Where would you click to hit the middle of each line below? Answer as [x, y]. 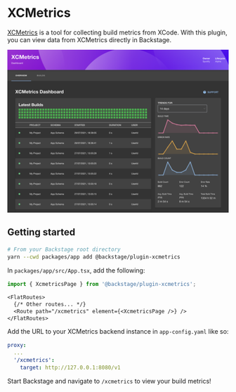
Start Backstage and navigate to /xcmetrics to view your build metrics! [110, 381]
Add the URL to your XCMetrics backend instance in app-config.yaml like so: [118, 332]
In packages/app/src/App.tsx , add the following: [76, 270]
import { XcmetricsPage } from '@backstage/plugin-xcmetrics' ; [102, 284]
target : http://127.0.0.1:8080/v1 [70, 368]
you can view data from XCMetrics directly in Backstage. [90, 39]
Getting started [41, 232]
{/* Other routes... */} [50, 305]
